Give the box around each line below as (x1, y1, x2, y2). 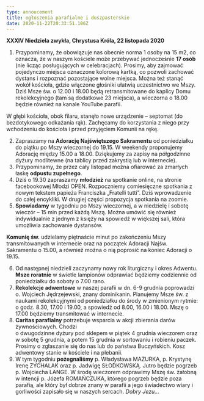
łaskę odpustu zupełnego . (15, 170, 82, 177)
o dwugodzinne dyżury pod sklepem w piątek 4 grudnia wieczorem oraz (15, 330, 198, 337)
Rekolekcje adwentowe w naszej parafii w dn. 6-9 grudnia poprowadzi (15, 284, 194, 292)
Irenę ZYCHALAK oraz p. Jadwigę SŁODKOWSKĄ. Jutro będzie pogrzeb (15, 362, 197, 369)
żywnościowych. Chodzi (15, 323, 78, 330)
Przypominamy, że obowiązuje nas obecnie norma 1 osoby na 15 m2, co (15, 49, 197, 56)
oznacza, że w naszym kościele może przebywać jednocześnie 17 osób (15, 56, 196, 63)
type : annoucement (6, 9, 53, 15)
